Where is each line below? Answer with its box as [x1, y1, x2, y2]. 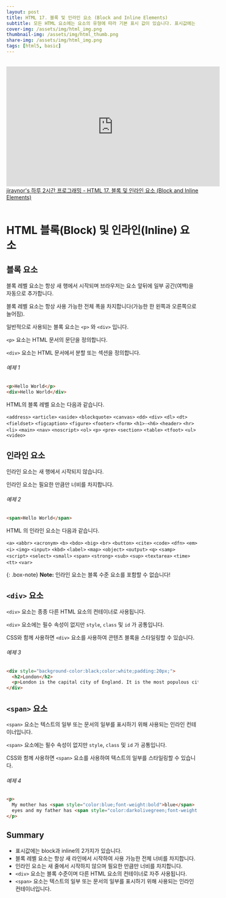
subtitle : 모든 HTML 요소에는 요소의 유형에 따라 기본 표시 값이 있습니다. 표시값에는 [6, 20, 196, 26]
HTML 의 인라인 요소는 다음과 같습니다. [6, 526, 100, 534]
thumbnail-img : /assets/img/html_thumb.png [6, 32, 119, 38]
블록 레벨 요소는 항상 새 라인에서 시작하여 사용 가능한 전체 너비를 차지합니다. [15, 854, 196, 862]
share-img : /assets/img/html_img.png [6, 37, 102, 43]
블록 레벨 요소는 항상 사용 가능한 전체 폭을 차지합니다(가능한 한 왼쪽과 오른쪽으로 [6, 302, 197, 309]
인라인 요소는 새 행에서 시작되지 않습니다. [6, 467, 104, 475]
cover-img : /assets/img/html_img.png [6, 26, 102, 32]
